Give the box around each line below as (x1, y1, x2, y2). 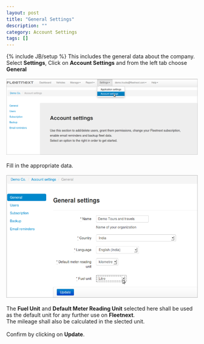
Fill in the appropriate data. (6, 162, 74, 169)
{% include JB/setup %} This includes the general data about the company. (6, 53, 195, 60)
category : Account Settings (6, 29, 78, 35)
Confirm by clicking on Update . (6, 331, 85, 338)
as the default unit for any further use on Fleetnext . (6, 311, 135, 319)
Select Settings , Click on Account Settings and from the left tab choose (6, 59, 187, 67)
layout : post (6, 10, 39, 16)
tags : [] (6, 35, 29, 42)
